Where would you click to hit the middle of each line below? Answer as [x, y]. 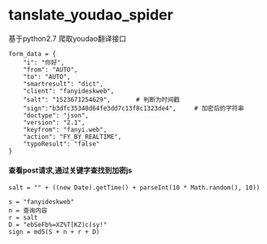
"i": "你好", [44, 63]
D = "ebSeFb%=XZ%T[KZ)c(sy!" [58, 225]
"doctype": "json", [56, 115]
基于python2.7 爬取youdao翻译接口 [68, 38]
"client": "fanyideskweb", [69, 91]
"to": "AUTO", [47, 76]
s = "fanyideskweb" [42, 202]
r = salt [23, 218]
